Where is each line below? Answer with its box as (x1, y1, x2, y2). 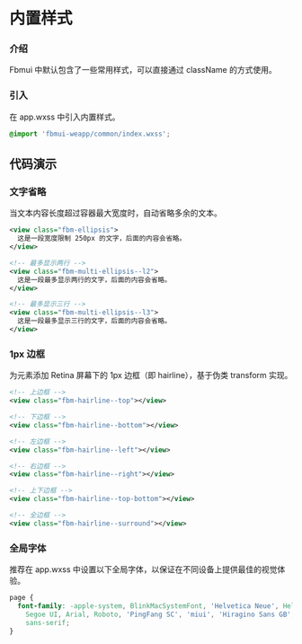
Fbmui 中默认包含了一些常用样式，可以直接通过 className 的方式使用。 (9, 65, 277, 75)
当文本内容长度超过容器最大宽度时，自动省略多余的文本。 (9, 207, 222, 218)
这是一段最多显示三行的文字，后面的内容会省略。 (17, 316, 172, 326)
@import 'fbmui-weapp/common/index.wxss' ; (9, 129, 171, 138)
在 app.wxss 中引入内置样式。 (9, 111, 120, 122)
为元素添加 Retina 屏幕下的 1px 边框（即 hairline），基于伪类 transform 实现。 (9, 370, 293, 381)
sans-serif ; (25, 618, 70, 627)
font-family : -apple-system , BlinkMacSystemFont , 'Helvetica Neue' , (17, 601, 280, 611)
